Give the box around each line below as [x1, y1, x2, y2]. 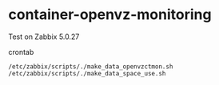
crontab [8, 47, 34, 56]
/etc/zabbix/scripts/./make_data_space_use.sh [8, 69, 166, 77]
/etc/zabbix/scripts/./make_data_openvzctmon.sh [8, 62, 173, 71]
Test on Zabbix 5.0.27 [8, 32, 80, 41]
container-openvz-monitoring [8, 6, 212, 24]
